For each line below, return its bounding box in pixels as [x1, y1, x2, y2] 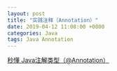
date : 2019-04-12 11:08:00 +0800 [7, 23, 105, 30]
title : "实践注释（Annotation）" [7, 17, 99, 24]
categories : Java [7, 29, 58, 37]
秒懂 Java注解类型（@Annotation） [7, 56, 110, 65]
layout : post [7, 10, 46, 17]
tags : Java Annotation [7, 36, 74, 43]
